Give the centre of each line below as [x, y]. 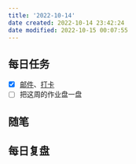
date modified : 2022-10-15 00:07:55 [68, 30]
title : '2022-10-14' [42, 15]
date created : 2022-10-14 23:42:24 [66, 23]
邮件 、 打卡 [37, 84]
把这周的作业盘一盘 [51, 95]
